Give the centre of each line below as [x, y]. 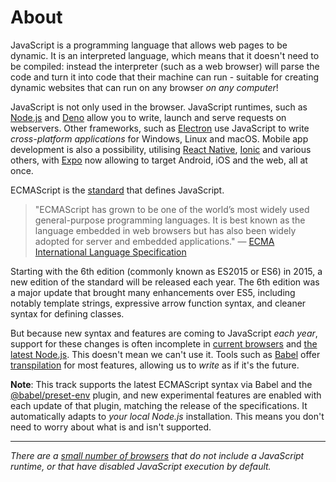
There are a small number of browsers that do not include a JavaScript [157, 455]
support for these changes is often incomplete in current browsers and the [164, 343]
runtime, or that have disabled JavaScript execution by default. [141, 466]
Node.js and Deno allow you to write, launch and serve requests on [148, 117]
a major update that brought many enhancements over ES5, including [153, 292]
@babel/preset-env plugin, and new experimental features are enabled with [166, 395]
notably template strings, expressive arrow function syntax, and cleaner [158, 303]
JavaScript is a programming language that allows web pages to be [149, 45]
